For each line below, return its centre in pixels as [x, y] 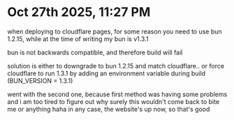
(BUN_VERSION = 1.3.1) [40, 80]
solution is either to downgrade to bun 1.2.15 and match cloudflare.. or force [116, 66]
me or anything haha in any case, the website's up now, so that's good [109, 109]
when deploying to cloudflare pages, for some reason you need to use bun [115, 31]
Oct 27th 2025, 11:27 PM [79, 12]
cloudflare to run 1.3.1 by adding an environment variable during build [107, 73]
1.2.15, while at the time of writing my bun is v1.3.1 [78, 38]
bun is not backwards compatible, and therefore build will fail [95, 52]
